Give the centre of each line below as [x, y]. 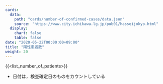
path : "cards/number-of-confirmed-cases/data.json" [69, 19]
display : [19, 28]
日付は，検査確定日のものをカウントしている [59, 76]
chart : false [28, 33]
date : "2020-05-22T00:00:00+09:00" [43, 42]
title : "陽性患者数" [25, 47]
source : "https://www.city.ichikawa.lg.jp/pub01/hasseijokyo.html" [86, 24]
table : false [28, 38]
